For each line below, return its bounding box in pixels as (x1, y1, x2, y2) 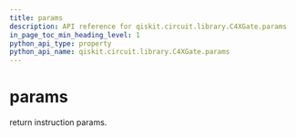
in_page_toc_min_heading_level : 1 (9, 30, 141, 39)
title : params (9, 13, 64, 23)
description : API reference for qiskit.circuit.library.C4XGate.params (9, 22, 287, 31)
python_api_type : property (9, 38, 112, 48)
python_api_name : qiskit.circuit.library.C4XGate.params (9, 47, 230, 57)
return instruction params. (9, 117, 107, 128)
